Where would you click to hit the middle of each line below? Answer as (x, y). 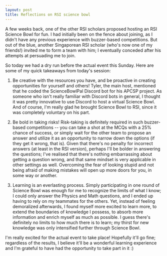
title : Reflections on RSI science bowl (48, 15)
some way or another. (35, 175)
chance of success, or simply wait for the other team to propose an (82, 133)
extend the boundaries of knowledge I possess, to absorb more (78, 212)
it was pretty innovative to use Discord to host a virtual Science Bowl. (84, 101)
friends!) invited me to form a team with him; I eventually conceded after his (83, 50)
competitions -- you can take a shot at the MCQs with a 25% (89, 127)
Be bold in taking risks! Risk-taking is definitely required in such (78, 122)
